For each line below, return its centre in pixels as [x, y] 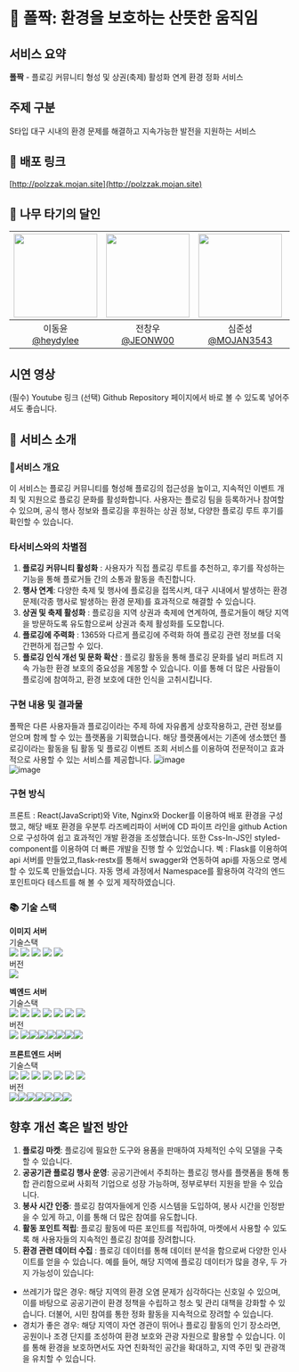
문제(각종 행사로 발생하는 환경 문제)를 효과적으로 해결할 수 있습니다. [139, 602]
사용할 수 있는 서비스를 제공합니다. [92, 760]
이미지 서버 [28, 932]
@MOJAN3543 [240, 341]
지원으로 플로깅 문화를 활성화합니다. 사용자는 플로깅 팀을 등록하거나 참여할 [156, 499]
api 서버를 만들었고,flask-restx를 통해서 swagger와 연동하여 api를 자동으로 [140, 859]
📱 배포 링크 [38, 162]
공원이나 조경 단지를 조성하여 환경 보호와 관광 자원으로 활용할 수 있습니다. [149, 1336]
